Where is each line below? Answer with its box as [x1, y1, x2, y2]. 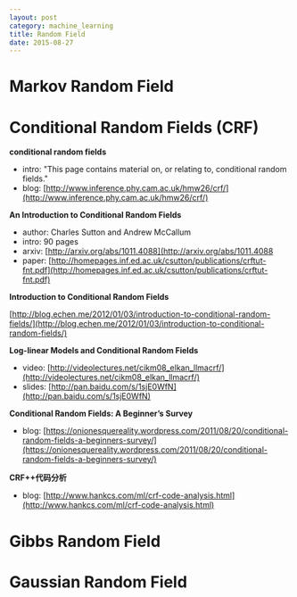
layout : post [9, 12, 58, 22]
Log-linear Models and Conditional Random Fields [9, 345, 199, 356]
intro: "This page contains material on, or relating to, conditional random [21, 164, 287, 175]
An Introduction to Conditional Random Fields [9, 210, 182, 220]
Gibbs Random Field [9, 531, 161, 551]
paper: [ [21, 255, 52, 266]
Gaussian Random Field [9, 572, 187, 592]
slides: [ [21, 381, 52, 393]
